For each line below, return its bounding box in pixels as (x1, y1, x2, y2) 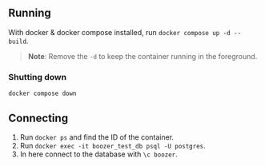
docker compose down (8, 89, 78, 98)
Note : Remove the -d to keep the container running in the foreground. (27, 51, 258, 61)
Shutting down (8, 71, 66, 82)
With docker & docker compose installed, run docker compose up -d (8, 27, 231, 37)
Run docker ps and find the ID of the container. (19, 132, 175, 142)
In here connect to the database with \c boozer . (19, 149, 178, 159)
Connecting (8, 111, 69, 125)
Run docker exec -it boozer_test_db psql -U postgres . (19, 140, 206, 150)
